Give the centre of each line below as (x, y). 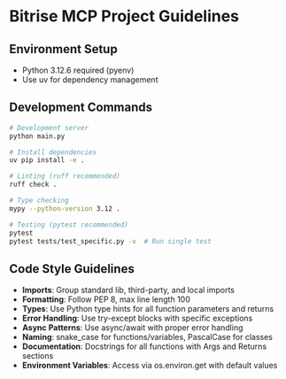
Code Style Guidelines (72, 269)
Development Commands (81, 108)
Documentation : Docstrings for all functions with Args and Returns (144, 346)
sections (38, 356)
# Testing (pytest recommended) (69, 224)
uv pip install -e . (47, 160)
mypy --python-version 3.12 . (65, 209)
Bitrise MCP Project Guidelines (124, 16)
